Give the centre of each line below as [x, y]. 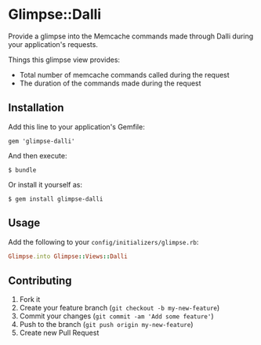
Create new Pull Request [59, 333]
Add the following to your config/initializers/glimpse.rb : [103, 241]
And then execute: [38, 155]
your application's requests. [53, 44]
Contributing [40, 280]
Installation [36, 108]
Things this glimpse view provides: [64, 60]
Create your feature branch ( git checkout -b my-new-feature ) [120, 308]
